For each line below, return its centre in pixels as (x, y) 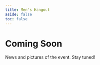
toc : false (16, 19)
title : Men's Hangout (28, 10)
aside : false (19, 14)
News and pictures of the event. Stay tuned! (50, 57)
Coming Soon (34, 43)
